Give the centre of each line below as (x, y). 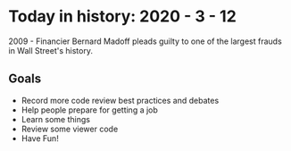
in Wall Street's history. (50, 50)
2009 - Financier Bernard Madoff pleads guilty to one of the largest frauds (145, 41)
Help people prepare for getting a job (89, 110)
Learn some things (56, 119)
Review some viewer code (70, 129)
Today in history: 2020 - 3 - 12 (123, 17)
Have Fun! (40, 138)
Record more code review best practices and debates (120, 100)
